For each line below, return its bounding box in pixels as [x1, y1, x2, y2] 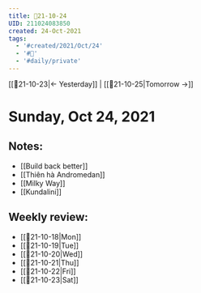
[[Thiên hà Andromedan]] [19, 169, 105, 179]
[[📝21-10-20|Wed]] [19, 248, 83, 259]
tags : [8, 34, 27, 43]
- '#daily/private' [15, 57, 82, 66]
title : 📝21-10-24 [8, 11, 67, 20]
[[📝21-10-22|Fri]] [19, 266, 76, 276]
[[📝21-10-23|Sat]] [19, 274, 79, 284]
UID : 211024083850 [8, 19, 71, 28]
